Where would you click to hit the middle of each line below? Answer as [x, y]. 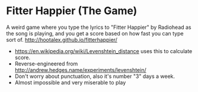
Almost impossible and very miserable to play [70, 82]
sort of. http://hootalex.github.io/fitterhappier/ [62, 40]
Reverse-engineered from [46, 64]
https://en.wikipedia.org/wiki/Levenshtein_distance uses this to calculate [103, 51]
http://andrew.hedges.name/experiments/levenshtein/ [80, 70]
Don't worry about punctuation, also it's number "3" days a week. [95, 76]
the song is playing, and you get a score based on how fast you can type [95, 33]
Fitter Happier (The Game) [72, 11]
